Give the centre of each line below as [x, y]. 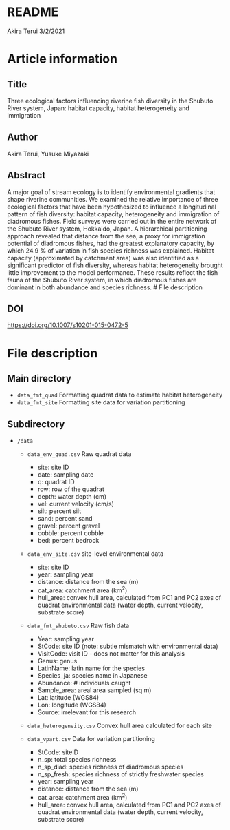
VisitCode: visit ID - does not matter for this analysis [111, 653]
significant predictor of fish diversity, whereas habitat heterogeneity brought [115, 265]
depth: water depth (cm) [72, 497]
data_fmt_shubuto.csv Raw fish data [78, 625]
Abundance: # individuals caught [84, 683]
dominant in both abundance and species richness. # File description [105, 287]
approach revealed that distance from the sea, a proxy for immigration [106, 236]
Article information [62, 59]
